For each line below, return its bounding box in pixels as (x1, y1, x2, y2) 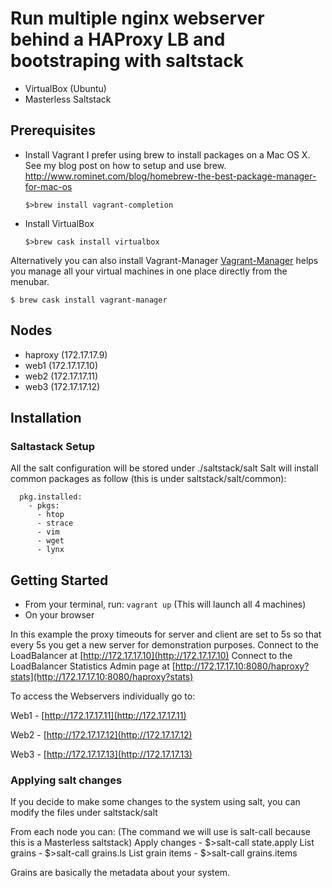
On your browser (24, 609, 95, 621)
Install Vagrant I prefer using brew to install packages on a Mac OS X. (24, 148, 311, 161)
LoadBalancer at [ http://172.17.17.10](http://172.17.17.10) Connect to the (10, 650, 293, 662)
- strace (36, 518, 74, 529)
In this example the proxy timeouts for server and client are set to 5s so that (10, 628, 322, 641)
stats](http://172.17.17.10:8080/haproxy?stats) (10, 671, 194, 683)
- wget (36, 536, 65, 546)
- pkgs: (28, 501, 60, 511)
